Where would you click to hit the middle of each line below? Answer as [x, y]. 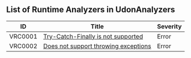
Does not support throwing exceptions [97, 46]
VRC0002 [23, 46]
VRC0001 [23, 36]
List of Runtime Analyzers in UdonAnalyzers [91, 10]
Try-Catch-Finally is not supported [93, 36]
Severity [169, 26]
